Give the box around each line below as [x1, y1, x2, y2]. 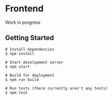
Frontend [5, 3, 44, 14]
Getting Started [5, 34, 54, 42]
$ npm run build [5, 77, 39, 82]
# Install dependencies [5, 47, 55, 52]
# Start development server [5, 60, 64, 65]
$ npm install [5, 51, 35, 56]
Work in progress [5, 19, 41, 25]
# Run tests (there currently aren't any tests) [5, 86, 108, 91]
